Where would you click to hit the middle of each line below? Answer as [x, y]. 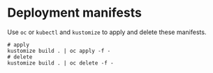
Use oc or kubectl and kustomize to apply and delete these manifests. [107, 32]
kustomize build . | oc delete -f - [60, 63]
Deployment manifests [74, 13]
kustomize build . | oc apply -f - [59, 51]
